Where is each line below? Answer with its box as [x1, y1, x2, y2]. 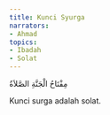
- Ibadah [9, 46, 42, 55]
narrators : [9, 21, 50, 30]
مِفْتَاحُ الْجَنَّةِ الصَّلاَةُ [9, 79, 68, 88]
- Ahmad [9, 29, 38, 38]
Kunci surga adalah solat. [9, 96, 102, 106]
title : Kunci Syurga [9, 12, 86, 22]
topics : [9, 37, 38, 47]
